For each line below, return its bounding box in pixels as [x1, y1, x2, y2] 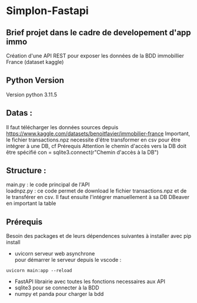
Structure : [6, 166, 46, 176]
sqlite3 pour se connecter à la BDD [14, 284, 99, 291]
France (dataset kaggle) [6, 59, 64, 65]
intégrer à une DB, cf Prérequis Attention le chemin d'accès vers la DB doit [6, 142, 186, 149]
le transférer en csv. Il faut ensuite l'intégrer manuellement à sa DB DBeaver [6, 194, 190, 201]
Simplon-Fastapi [6, 4, 89, 18]
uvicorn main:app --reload [6, 268, 72, 274]
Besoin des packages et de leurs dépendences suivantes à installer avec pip [6, 233, 192, 240]
